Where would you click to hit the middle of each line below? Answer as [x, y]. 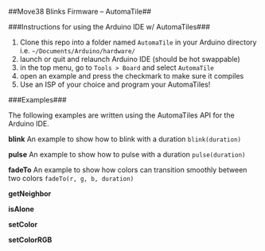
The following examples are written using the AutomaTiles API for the [121, 115]
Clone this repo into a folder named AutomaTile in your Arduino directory [138, 42]
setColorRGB [30, 240]
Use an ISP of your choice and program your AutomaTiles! [115, 84]
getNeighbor [30, 193]
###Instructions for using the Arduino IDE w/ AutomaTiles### [109, 27]
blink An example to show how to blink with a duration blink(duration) [125, 139]
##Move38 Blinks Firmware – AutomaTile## [80, 12]
